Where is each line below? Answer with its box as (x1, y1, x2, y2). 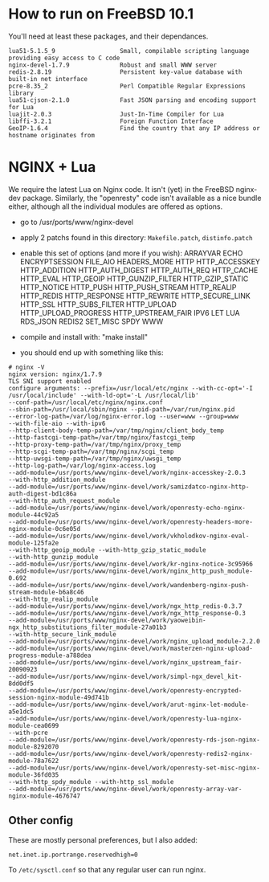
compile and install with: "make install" (19, 332, 149, 341)
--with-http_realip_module (8, 595, 99, 603)
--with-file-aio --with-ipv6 (8, 419, 106, 427)
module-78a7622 (8, 757, 59, 765)
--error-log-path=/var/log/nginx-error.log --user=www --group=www (8, 412, 239, 420)
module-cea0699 (8, 721, 59, 729)
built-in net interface (8, 75, 88, 83)
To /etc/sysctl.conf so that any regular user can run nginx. (8, 864, 206, 874)
